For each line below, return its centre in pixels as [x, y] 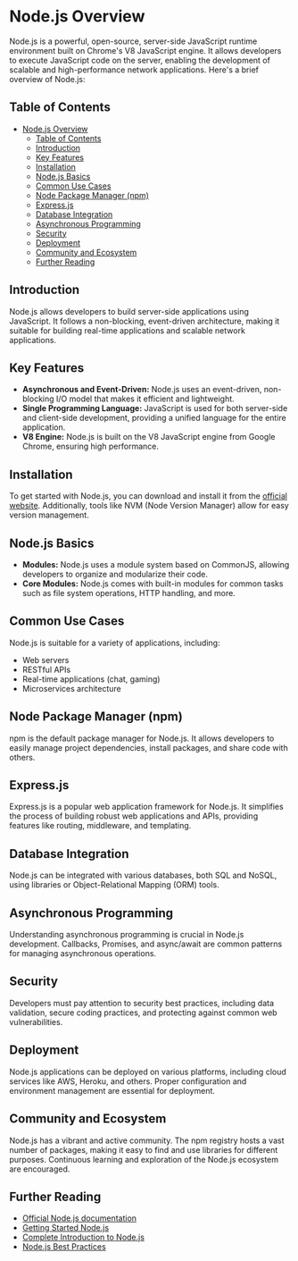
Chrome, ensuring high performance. [90, 446]
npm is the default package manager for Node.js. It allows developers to [142, 738]
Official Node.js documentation [79, 1218]
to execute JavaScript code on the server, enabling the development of [140, 60]
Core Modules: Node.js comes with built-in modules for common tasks [153, 584]
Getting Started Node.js [66, 1228]
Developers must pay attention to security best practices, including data [142, 1003]
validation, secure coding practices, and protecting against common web [144, 1013]
